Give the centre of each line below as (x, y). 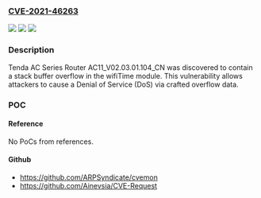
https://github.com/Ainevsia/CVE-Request (88, 185)
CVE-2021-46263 (44, 11)
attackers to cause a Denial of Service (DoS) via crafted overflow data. (124, 84)
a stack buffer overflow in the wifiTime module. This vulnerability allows (126, 76)
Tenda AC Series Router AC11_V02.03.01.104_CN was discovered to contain (130, 67)
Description (31, 50)
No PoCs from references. (51, 142)
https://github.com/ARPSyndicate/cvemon (89, 177)
